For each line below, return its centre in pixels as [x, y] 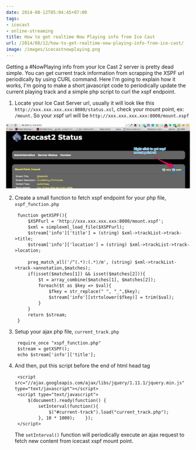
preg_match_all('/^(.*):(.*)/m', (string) [80, 262]
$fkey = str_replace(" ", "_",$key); [94, 291]
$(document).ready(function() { [67, 400]
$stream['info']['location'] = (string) [77, 245]
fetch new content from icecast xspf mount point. [74, 441]
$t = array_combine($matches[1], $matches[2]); [97, 280]
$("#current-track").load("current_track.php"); [109, 412]
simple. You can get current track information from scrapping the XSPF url [95, 73]
